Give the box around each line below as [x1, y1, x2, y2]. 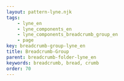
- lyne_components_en [17, 26, 72, 32]
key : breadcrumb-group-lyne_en [6, 43, 86, 49]
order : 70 [6, 65, 32, 72]
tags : [6, 15, 20, 21]
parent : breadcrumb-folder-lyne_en [6, 54, 97, 60]
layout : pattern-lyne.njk [6, 9, 72, 15]
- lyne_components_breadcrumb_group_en [17, 32, 119, 38]
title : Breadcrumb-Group [6, 49, 69, 55]
